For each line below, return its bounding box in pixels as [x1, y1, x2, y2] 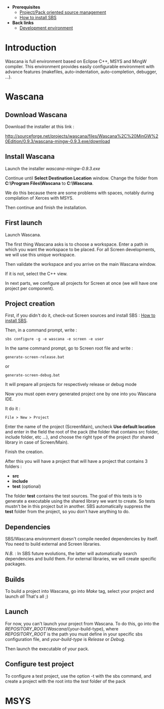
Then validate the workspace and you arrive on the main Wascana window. [5, 261, 157, 267]
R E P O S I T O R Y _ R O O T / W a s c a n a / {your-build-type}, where [5, 626, 118, 632]
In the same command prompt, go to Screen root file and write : [5, 345, 133, 351]
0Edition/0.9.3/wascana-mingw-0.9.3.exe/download [5, 138, 110, 144]
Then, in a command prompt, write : [5, 327, 77, 333]
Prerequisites [12, 4, 41, 10]
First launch [5, 219, 43, 227]
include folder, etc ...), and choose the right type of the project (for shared [5, 434, 154, 440]
